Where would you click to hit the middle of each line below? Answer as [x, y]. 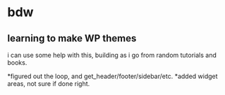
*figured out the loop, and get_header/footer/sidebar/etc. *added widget [112, 76]
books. [17, 63]
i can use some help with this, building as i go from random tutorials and [112, 55]
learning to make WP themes [72, 38]
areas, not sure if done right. [49, 84]
